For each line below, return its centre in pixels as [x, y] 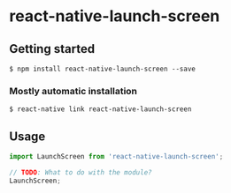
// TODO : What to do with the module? [81, 172]
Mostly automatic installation [73, 91]
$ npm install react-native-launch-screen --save [103, 69]
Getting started [52, 49]
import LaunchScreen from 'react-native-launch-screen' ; [116, 157]
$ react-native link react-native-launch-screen [100, 109]
